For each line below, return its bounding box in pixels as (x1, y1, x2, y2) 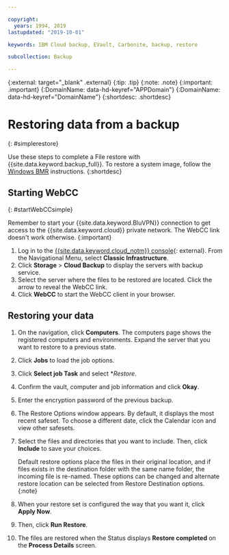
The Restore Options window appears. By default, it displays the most (17, 409, 215, 417)
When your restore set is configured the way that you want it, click (17, 500, 205, 508)
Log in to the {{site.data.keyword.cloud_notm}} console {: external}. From (17, 246, 223, 254)
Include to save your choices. (17, 444, 102, 452)
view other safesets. (17, 423, 75, 432)
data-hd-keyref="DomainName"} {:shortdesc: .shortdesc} (8, 93, 172, 101)
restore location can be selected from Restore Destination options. (17, 479, 205, 487)
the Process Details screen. (17, 541, 97, 549)
